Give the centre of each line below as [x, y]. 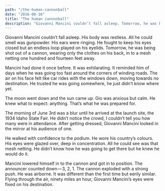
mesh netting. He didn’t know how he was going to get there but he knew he [82, 149]
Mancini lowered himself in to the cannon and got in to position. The [74, 163]
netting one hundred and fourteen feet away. [50, 58]
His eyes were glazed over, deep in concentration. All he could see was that [82, 144]
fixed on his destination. [29, 185]
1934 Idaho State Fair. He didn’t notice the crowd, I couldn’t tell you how [78, 118]
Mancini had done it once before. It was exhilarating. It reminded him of [77, 68]
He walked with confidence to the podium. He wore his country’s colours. [79, 138]
